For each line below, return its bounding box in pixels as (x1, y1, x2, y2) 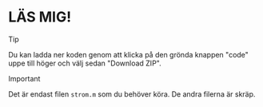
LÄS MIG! (8, 8, 72, 26)
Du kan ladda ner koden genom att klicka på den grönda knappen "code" (8, 50, 249, 59)
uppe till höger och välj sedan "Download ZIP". (8, 58, 161, 68)
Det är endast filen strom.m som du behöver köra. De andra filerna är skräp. (8, 89, 256, 99)
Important (8, 73, 41, 83)
